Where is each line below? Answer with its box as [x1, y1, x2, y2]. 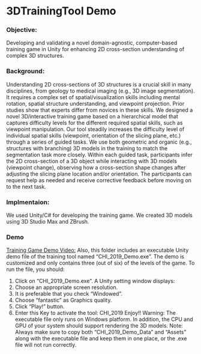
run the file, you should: [6, 266, 65, 273]
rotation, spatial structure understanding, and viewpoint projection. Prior [6, 100, 185, 107]
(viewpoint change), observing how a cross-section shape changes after [6, 163, 186, 171]
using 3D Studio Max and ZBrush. [6, 218, 89, 225]
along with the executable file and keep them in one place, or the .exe [14, 335, 187, 342]
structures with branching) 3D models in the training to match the [6, 144, 168, 151]
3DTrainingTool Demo [6, 4, 116, 18]
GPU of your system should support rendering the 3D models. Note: [14, 322, 183, 329]
